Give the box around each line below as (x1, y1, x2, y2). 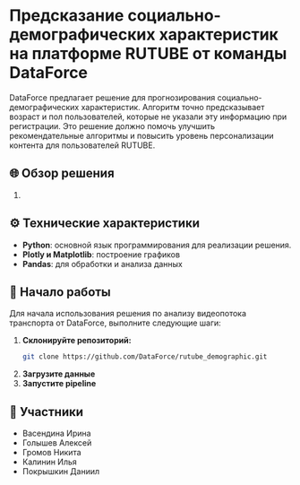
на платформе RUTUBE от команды (9, 44, 287, 64)
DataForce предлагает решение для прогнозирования (9, 91, 216, 103)
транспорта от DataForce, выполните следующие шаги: (9, 317, 221, 328)
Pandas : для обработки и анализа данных (21, 258, 184, 269)
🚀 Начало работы (9, 284, 112, 299)
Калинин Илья (21, 456, 78, 467)
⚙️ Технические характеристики (9, 216, 200, 231)
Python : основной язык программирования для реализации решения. (21, 239, 292, 250)
